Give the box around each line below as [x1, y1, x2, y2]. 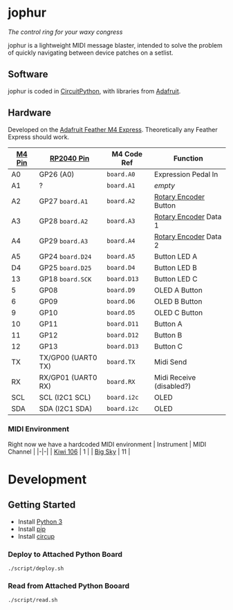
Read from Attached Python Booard [8, 581, 130, 591]
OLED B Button [153, 296, 203, 306]
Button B [153, 330, 183, 340]
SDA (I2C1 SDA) [39, 403, 93, 413]
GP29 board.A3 [39, 236, 88, 246]
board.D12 [106, 331, 139, 339]
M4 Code [111, 149, 143, 158]
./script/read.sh [8, 597, 58, 604]
